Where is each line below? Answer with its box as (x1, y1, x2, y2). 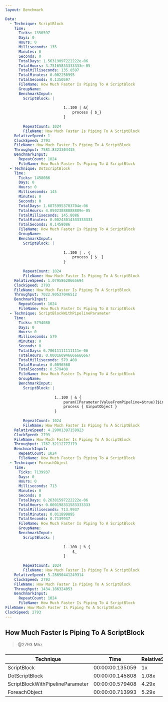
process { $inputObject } (63, 404, 117, 410)
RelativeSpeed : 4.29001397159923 (14, 428, 84, 433)
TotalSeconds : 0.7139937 (18, 516, 70, 522)
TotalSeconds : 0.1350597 (18, 77, 70, 82)
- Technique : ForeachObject (9, 460, 68, 465)
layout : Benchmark (5, 7, 43, 13)
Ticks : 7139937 (18, 469, 50, 475)
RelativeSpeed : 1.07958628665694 (14, 278, 84, 283)
